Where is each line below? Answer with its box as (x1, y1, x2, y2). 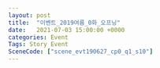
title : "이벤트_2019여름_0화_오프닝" (8, 19, 121, 27)
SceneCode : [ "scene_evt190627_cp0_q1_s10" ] (8, 48, 154, 55)
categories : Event (8, 33, 69, 41)
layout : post (8, 11, 51, 20)
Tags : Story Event (8, 41, 69, 48)
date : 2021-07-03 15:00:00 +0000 (8, 26, 125, 34)
